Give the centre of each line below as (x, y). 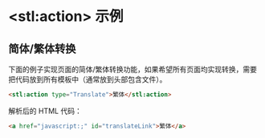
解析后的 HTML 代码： (45, 111)
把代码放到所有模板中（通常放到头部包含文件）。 (88, 79)
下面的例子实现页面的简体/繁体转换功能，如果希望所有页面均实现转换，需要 (133, 69)
